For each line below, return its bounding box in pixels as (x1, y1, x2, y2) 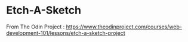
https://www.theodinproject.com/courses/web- (66, 23, 182, 30)
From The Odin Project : (6, 23, 65, 30)
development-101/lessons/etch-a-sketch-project (6, 29, 125, 36)
